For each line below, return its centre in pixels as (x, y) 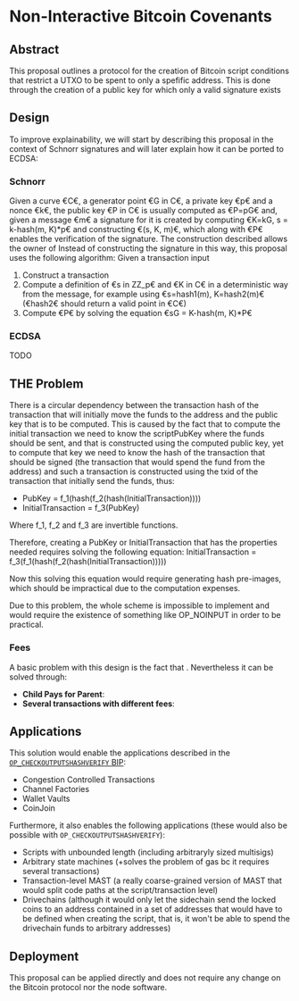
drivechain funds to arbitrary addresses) (96, 928)
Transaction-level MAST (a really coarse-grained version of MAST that (152, 880)
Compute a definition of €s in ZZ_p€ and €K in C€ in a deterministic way (155, 285)
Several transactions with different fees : (99, 704)
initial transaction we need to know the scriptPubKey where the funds (137, 434)
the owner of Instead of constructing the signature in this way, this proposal (148, 248)
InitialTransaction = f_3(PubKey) (81, 508)
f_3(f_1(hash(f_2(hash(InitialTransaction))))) (88, 562)
